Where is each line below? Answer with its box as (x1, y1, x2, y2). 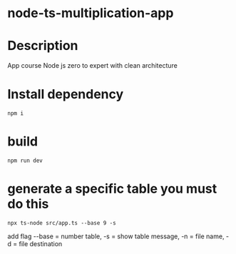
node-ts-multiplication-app (7, 5, 174, 21)
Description (7, 38, 78, 54)
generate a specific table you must (7, 181, 217, 197)
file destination (19, 239, 63, 248)
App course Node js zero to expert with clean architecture (7, 61, 178, 70)
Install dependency (7, 86, 124, 103)
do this (7, 196, 49, 212)
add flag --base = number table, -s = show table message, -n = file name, (7, 232, 225, 240)
